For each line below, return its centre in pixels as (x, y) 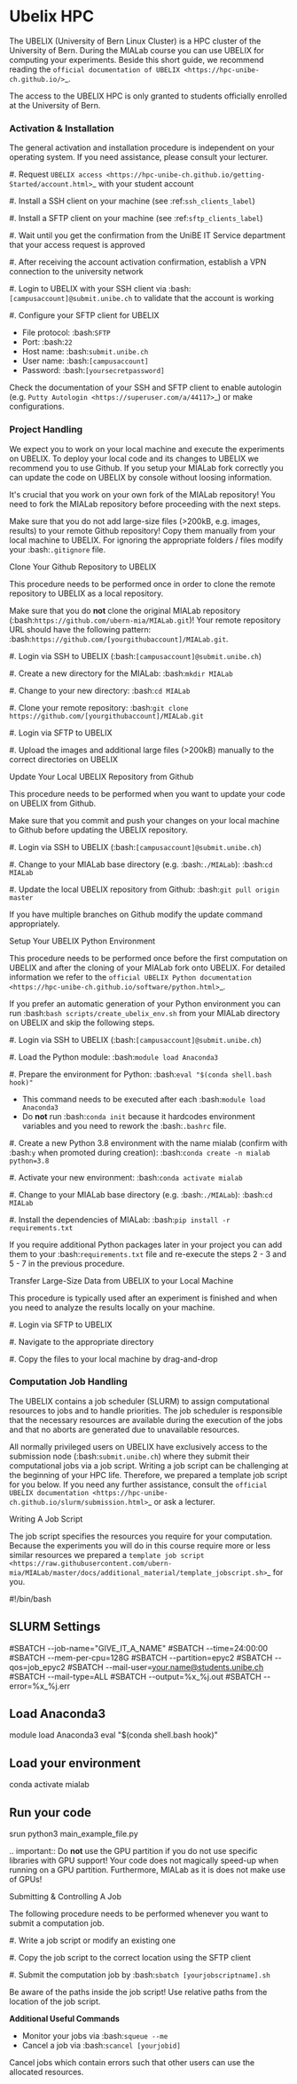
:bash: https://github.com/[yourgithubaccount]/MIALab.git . (119, 639)
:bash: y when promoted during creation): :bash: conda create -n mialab (140, 1152)
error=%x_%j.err (40, 1686)
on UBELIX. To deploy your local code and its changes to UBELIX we (134, 458)
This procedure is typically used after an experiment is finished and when (143, 1298)
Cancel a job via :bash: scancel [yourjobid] (102, 2046)
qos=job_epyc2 (37, 1666)
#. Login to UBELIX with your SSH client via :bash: (100, 289)
